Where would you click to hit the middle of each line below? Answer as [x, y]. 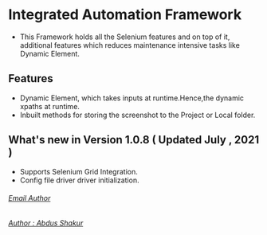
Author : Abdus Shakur [46, 223]
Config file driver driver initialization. [79, 180]
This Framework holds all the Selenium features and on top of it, [125, 37]
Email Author [29, 198]
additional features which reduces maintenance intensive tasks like [130, 45]
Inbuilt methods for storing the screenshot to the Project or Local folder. [137, 115]
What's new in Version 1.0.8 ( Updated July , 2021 [134, 140]
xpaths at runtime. [49, 106]
